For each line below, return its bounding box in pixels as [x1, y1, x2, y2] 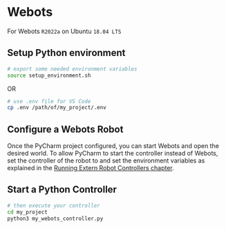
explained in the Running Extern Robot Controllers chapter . [7, 164, 174, 172]
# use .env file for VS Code [7, 98, 91, 104]
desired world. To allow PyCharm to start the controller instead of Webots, [7, 149, 218, 158]
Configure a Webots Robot [7, 123, 124, 135]
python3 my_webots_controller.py [7, 215, 104, 222]
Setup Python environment [7, 47, 126, 59]
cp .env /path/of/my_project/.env [7, 104, 107, 111]
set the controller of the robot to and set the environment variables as [7, 156, 205, 165]
